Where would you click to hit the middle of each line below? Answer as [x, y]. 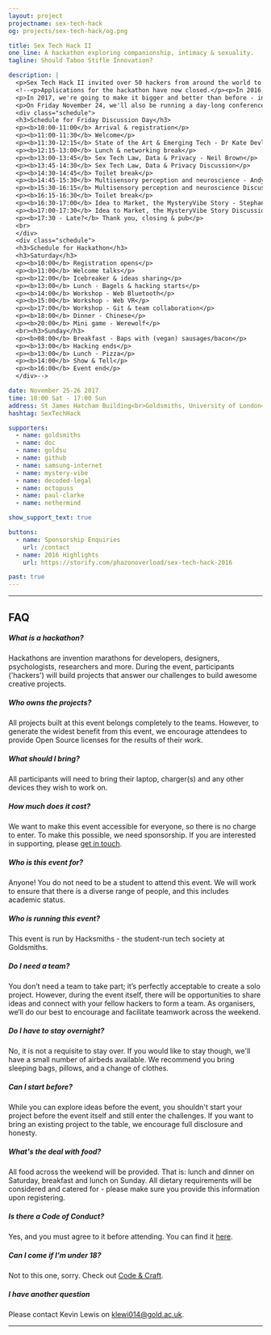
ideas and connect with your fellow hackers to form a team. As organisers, [132, 1003]
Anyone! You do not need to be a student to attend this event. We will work [132, 883]
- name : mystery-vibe [52, 473]
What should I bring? [44, 759]
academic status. [37, 900]
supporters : [28, 428]
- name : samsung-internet [59, 465]
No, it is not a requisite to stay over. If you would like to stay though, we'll [129, 1051]
